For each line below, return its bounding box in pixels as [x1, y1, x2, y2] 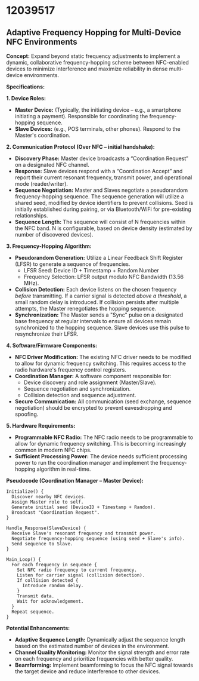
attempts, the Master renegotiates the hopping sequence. [14, 305, 157, 312]
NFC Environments [6, 36, 77, 47]
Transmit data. [17, 593, 55, 599]
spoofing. [14, 410, 39, 418]
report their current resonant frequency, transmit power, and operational [14, 174, 192, 181]
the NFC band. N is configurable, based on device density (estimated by [14, 225, 192, 232]
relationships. [14, 212, 48, 219]
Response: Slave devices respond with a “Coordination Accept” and [14, 168, 183, 174]
